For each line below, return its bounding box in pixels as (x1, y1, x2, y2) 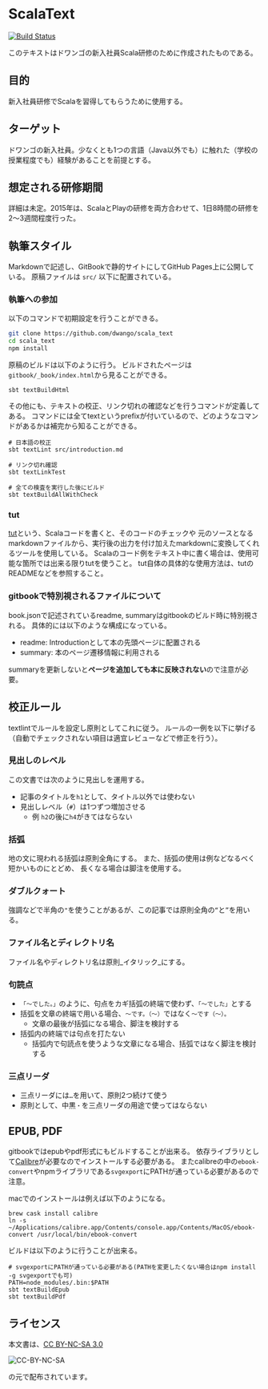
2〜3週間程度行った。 (8, 213, 81, 223)
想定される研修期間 (8, 180, 103, 194)
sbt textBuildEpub (8, 1286, 70, 1294)
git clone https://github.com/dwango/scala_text (8, 329, 174, 337)
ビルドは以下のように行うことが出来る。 (8, 1246, 142, 1255)
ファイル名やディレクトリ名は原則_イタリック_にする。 (8, 957, 190, 967)
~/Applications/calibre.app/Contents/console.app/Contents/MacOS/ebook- (8, 1224, 256, 1232)
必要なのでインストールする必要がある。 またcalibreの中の (45, 1157, 238, 1166)
